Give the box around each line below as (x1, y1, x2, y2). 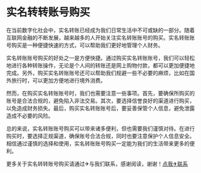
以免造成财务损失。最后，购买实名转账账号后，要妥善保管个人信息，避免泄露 (6, 105, 195, 112)
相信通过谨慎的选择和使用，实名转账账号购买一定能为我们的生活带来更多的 (6, 139, 190, 147)
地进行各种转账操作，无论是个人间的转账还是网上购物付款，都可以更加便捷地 (6, 61, 195, 69)
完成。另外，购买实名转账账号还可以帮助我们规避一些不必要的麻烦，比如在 (6, 69, 190, 76)
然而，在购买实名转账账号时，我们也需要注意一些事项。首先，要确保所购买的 (6, 90, 195, 97)
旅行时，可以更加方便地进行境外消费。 (11, 76, 106, 84)
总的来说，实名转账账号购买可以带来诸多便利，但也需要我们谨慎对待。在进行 (6, 124, 195, 132)
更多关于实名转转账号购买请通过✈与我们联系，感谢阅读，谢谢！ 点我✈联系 (6, 160, 188, 167)
